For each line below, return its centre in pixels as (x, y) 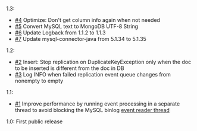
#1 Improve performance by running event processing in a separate (97, 104)
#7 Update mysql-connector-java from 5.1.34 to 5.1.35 (81, 39)
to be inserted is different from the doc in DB (69, 68)
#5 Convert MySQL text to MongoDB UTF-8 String (76, 26)
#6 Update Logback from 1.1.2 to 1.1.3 (60, 33)
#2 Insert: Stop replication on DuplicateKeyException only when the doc (103, 62)
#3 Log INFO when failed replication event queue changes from (93, 74)
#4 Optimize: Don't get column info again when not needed (87, 20)
